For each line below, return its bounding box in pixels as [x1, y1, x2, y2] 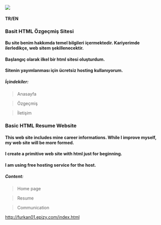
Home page [17, 185, 41, 191]
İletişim [17, 110, 32, 116]
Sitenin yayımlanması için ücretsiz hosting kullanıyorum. [5, 68, 123, 74]
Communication [17, 204, 50, 210]
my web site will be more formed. [5, 140, 75, 146]
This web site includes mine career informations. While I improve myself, [5, 134, 157, 140]
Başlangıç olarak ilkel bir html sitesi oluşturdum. [5, 56, 105, 62]
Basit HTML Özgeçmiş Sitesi [5, 27, 74, 34]
